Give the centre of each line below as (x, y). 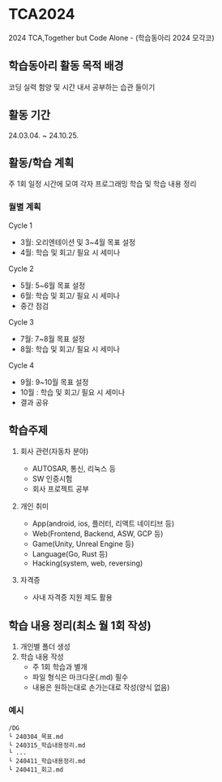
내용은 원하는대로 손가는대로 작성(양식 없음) (101, 688)
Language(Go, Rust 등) (70, 554)
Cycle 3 (21, 321)
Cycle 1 (21, 225)
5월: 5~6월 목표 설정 (53, 285)
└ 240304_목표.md (36, 736)
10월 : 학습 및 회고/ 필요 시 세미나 (73, 392)
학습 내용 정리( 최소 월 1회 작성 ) (80, 625)
